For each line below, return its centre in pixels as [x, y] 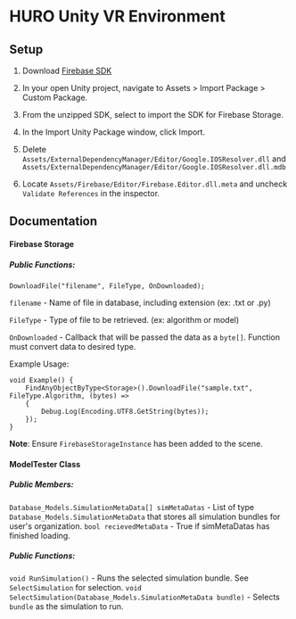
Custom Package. [54, 97]
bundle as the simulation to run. [66, 607]
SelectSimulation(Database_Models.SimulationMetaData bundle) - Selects [145, 597]
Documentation [53, 222]
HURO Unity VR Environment [117, 17]
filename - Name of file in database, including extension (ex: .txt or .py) [140, 302]
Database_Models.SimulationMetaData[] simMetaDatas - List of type [132, 507]
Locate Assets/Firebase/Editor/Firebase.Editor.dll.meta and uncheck [155, 184]
